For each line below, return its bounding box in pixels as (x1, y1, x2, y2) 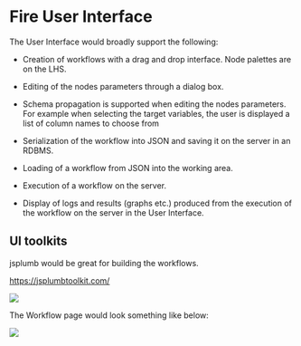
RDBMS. (22, 145, 54, 156)
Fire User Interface (9, 6, 153, 27)
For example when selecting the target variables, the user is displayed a (22, 108, 291, 119)
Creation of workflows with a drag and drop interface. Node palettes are (22, 53, 292, 64)
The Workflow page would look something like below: (9, 310, 210, 321)
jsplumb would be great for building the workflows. (9, 257, 199, 268)
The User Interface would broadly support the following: (9, 36, 219, 47)
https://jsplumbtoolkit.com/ (9, 274, 110, 286)
